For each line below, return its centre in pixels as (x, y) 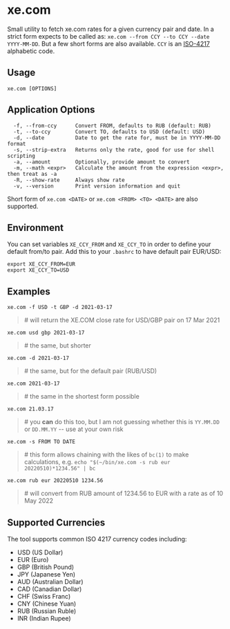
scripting (21, 156)
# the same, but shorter (58, 346)
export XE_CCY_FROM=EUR (41, 264)
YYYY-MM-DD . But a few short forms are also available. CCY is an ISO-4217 (109, 43)
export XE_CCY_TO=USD (38, 270)
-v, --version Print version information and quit (97, 186)
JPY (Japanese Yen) (46, 574)
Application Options (51, 110)
